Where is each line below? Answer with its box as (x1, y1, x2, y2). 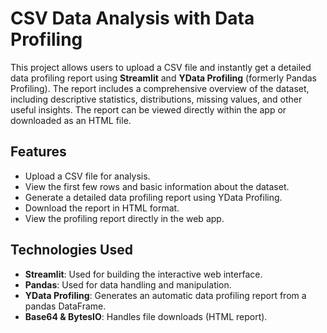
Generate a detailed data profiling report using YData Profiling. (24, 191, 283, 203)
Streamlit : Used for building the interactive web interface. (24, 268, 263, 280)
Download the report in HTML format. (24, 202, 180, 214)
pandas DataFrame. (24, 300, 107, 312)
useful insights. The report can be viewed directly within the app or (10, 103, 287, 116)
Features (10, 143, 67, 161)
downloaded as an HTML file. (10, 114, 132, 126)
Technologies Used (10, 242, 133, 259)
